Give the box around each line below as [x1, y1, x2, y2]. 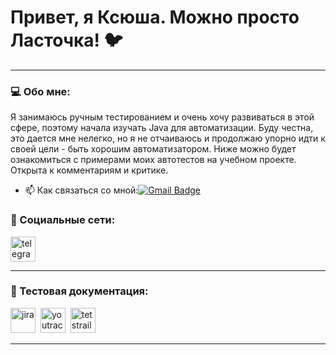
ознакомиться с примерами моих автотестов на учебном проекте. [10, 154, 297, 166]
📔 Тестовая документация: [10, 284, 149, 298]
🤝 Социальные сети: [10, 213, 116, 227]
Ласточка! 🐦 [10, 29, 123, 52]
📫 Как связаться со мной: [24, 184, 139, 196]
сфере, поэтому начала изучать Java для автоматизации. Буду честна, [10, 122, 314, 134]
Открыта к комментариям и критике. [10, 164, 169, 176]
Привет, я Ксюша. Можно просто [10, 6, 300, 29]
